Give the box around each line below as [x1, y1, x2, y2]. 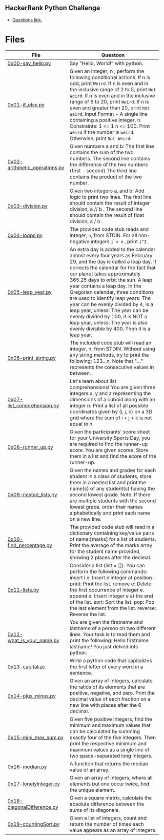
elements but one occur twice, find [69, 780, 150, 787]
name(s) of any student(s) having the [69, 485, 155, 492]
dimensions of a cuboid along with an [69, 396, 155, 403]
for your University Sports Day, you [69, 434, 150, 441]
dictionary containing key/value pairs [69, 530, 155, 536]
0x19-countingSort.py [7, 820, 60, 827]
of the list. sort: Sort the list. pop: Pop [69, 598, 155, 605]
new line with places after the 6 [69, 701, 142, 708]
